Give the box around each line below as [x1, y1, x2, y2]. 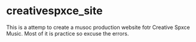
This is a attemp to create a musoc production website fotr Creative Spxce [6, 24, 191, 31]
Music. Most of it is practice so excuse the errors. [6, 30, 129, 37]
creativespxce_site [6, 4, 103, 18]
